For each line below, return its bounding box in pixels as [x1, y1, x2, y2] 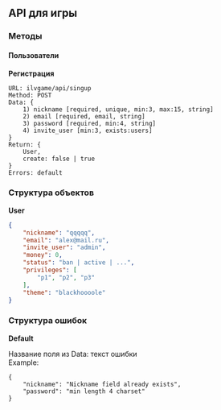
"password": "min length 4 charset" [23, 387, 146, 396]
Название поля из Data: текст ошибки [8, 349, 138, 358]
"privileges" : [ [23, 266, 78, 275]
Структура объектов [8, 187, 95, 198]
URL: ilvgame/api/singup [8, 84, 92, 92]
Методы [8, 31, 43, 42]
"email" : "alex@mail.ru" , [23, 236, 110, 244]
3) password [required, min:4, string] [23, 119, 157, 127]
